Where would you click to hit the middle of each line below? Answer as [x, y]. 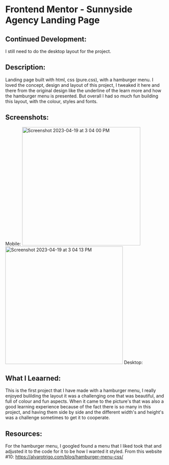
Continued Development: [46, 39]
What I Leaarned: [33, 378]
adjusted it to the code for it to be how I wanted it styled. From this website [83, 451]
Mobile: [13, 243]
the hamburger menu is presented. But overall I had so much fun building [82, 96]
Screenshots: [27, 118]
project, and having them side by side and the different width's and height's [84, 412]
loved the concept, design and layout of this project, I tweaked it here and [82, 85]
